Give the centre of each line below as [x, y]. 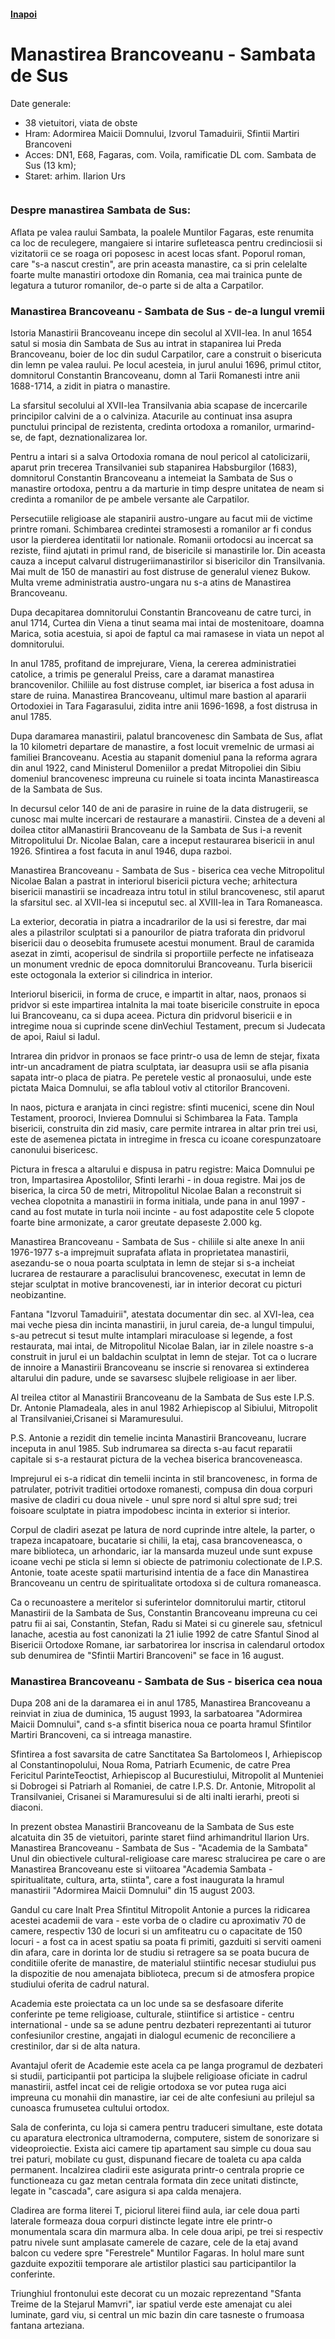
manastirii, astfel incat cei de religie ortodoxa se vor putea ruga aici [148, 2087]
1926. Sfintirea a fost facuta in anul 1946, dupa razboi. [121, 851]
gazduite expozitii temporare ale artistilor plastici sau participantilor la [153, 2264]
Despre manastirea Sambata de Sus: [101, 210]
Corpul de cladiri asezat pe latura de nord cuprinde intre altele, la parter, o [163, 1530]
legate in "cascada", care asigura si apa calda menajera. [126, 2191]
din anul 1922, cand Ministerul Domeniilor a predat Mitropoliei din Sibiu [156, 768]
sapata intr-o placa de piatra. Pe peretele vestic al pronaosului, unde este [161, 1077]
